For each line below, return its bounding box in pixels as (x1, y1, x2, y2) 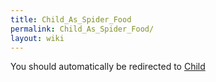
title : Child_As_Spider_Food (10, 14, 132, 25)
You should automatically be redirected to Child (10, 61, 206, 73)
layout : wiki (10, 33, 65, 43)
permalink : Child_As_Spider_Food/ (10, 24, 155, 34)
